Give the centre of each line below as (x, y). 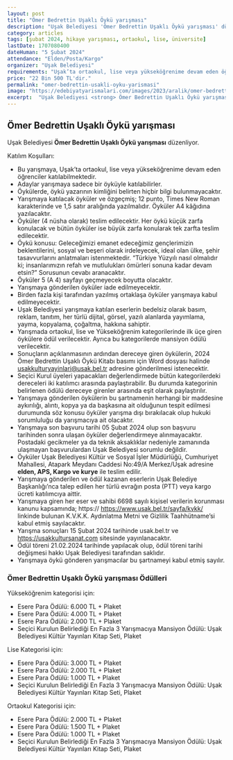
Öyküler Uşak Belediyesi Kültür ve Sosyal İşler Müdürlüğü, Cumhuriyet (118, 457)
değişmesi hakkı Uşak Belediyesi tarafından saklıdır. (91, 552)
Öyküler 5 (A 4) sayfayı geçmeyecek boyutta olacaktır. (95, 280)
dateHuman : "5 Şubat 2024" (46, 53)
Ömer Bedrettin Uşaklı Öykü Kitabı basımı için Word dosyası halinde (113, 361)
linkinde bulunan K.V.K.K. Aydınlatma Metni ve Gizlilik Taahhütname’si (116, 516)
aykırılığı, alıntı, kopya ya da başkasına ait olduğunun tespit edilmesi (114, 405)
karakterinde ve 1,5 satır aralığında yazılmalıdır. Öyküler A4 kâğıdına (113, 206)
